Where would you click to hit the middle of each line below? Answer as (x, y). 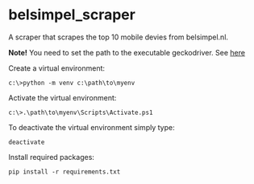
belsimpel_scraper (72, 15)
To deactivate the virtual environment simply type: (92, 127)
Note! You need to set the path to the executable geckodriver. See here (127, 52)
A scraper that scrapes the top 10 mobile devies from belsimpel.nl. (118, 37)
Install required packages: (52, 157)
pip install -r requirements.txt (65, 172)
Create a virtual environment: (57, 68)
